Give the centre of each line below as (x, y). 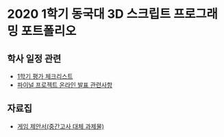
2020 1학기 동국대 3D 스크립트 (89, 14)
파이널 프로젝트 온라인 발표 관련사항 (65, 85)
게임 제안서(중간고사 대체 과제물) (61, 126)
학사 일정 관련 (34, 59)
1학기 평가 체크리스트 (45, 76)
